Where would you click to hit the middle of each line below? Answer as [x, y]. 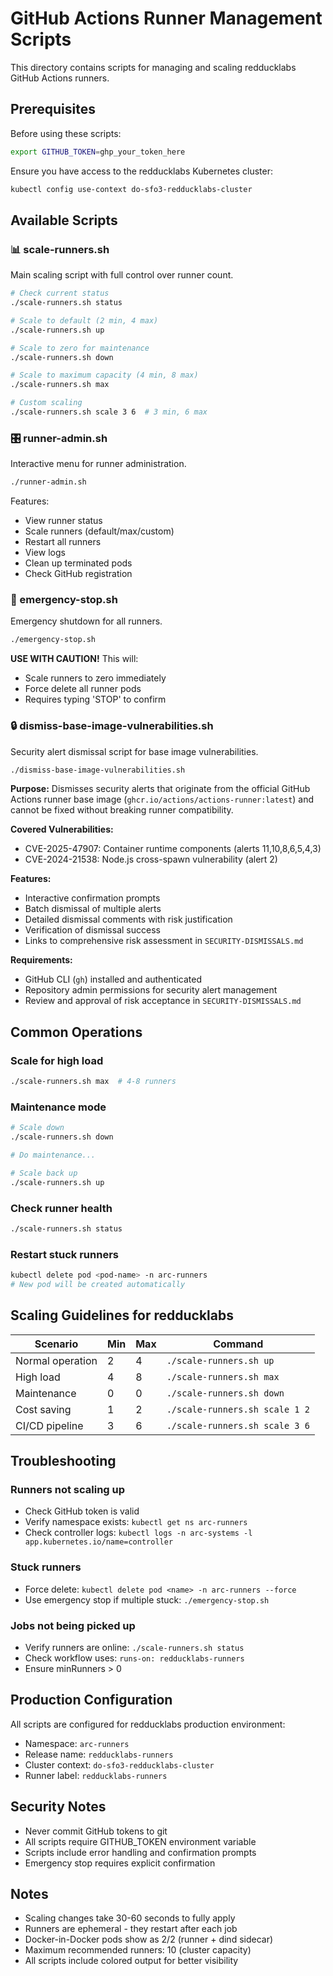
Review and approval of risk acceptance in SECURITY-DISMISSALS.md [163, 1001]
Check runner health [61, 1208]
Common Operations [76, 1032]
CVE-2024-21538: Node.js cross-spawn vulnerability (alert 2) [151, 859]
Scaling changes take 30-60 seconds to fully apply [130, 1918]
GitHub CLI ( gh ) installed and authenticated [113, 979]
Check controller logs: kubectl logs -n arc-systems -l [138, 1533]
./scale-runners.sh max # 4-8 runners [93, 1082]
